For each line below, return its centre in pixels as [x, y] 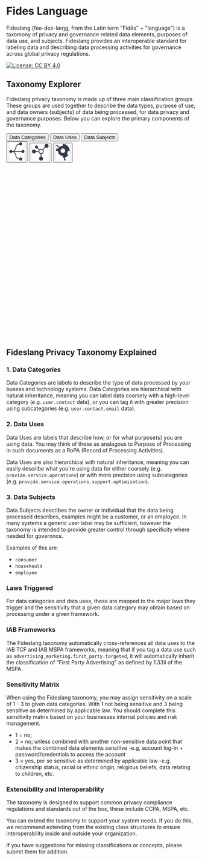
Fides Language [47, 11]
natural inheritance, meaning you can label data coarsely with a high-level [98, 395]
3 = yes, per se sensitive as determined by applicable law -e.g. [93, 761]
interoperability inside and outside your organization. [72, 833]
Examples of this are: [32, 548]
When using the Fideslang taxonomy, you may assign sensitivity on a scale [99, 697]
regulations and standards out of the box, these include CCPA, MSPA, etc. [98, 809]
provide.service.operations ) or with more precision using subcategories [97, 475]
